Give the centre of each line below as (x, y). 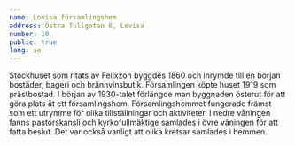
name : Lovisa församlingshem (63, 17)
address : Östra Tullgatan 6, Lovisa (77, 26)
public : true (33, 42)
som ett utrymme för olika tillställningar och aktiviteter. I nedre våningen (140, 113)
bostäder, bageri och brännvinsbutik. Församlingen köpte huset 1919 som (143, 85)
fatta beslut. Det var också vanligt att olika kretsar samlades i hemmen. (138, 132)
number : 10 (29, 34)
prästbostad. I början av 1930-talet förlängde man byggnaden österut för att (147, 95)
